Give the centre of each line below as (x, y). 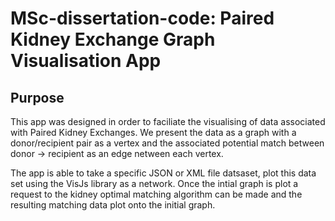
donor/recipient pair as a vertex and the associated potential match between (167, 143)
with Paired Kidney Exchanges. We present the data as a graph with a (153, 132)
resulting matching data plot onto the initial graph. (113, 205)
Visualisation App (86, 61)
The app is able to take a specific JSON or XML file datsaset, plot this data (163, 173)
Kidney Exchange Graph (113, 39)
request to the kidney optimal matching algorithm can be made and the (156, 194)
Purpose (37, 97)
